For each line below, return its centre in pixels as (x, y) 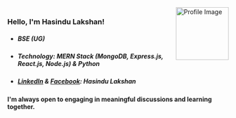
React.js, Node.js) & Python (59, 63)
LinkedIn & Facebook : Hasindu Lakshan (77, 81)
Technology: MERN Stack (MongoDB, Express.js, (90, 56)
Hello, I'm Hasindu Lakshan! (56, 22)
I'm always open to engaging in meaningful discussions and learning (110, 99)
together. (21, 106)
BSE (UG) (31, 39)
